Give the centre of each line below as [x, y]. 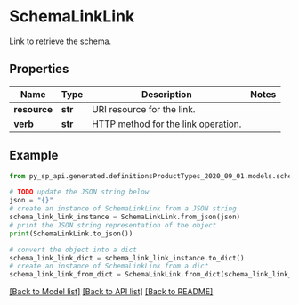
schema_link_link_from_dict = [65, 275]
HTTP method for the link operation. [167, 124]
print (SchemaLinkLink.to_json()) [71, 234]
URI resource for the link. [144, 109]
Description [167, 94]
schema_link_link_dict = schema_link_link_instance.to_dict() [127, 258]
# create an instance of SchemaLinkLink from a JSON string [123, 209]
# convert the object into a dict [73, 250]
